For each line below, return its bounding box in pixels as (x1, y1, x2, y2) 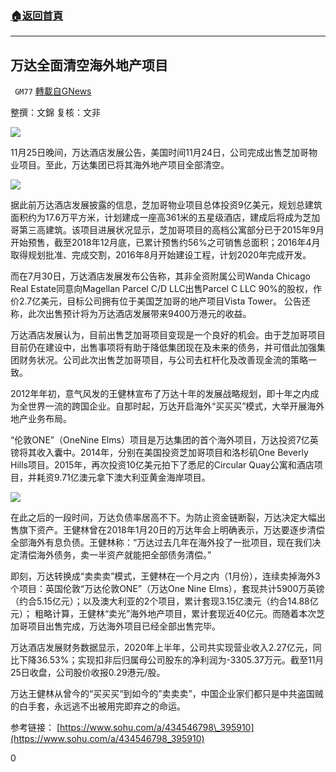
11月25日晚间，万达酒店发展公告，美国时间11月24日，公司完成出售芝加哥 (10, 147, 309, 159)
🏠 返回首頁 (10, 8, 64, 22)
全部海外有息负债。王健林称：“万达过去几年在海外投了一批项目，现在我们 (10, 537, 313, 549)
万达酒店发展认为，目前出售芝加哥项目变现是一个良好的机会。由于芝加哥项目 (10, 329, 326, 341)
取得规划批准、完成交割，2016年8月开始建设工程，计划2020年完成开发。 (10, 249, 312, 261)
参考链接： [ (10, 722, 61, 734)
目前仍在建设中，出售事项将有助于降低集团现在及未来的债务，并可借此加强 (10, 342, 317, 354)
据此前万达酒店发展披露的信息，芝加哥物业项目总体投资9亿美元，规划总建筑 (10, 199, 323, 211)
